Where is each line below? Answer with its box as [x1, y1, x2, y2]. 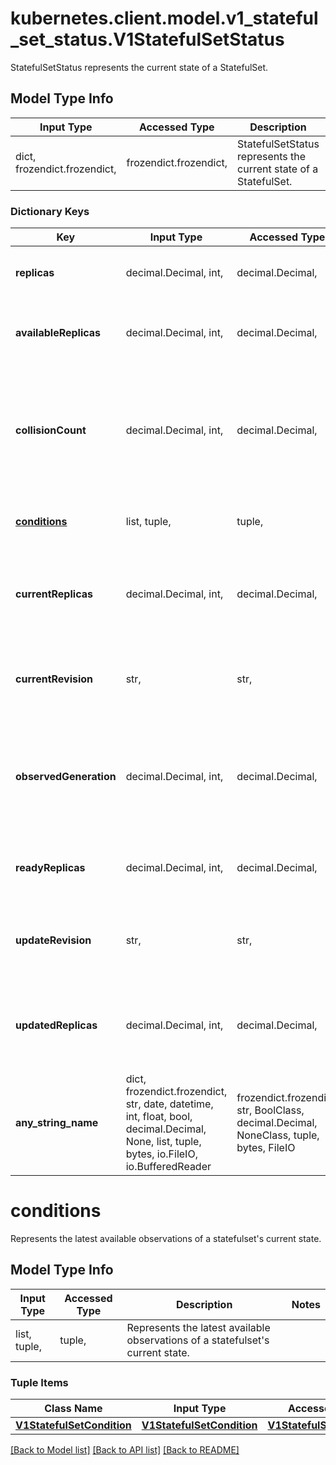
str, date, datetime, [125, 1097, 214, 1111]
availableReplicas [15, 326, 102, 340]
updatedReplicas [15, 1018, 98, 1032]
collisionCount [15, 423, 87, 437]
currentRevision [15, 672, 94, 686]
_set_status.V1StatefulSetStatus [10, 28, 285, 51]
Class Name [44, 1402, 103, 1416]
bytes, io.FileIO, [125, 1147, 198, 1161]
